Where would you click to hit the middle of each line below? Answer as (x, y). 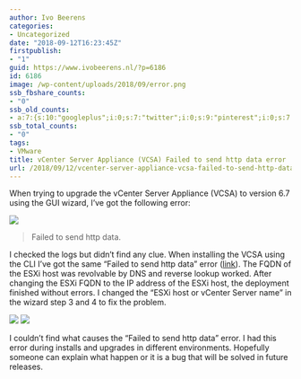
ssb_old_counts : (39, 110)
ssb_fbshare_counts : (48, 93)
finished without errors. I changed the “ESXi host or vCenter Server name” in (150, 293)
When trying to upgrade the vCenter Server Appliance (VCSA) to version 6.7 (150, 193)
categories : (31, 26)
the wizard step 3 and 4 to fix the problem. (88, 303)
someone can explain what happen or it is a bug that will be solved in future (149, 357)
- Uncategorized (39, 34)
